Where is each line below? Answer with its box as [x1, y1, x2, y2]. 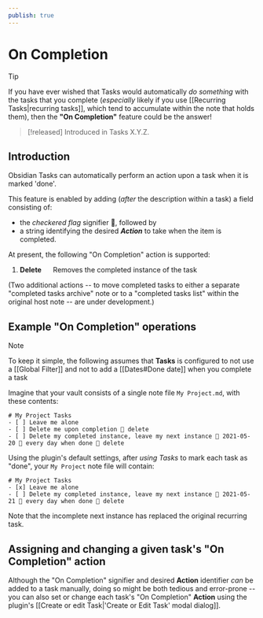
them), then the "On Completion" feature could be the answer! [8, 112, 212, 121]
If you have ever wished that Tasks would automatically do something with [8, 87, 249, 96]
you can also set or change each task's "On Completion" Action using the [8, 592, 247, 601]
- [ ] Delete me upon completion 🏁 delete [8, 426, 149, 434]
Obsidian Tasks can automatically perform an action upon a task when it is [8, 171, 249, 180]
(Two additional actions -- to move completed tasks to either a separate [8, 280, 240, 290]
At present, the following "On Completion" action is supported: [8, 250, 210, 260]
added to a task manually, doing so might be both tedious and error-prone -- [8, 584, 256, 593]
